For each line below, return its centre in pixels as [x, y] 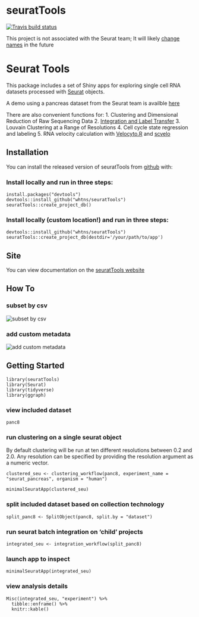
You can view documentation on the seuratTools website [75, 270]
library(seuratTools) [33, 379]
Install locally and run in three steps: [60, 182]
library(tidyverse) [30, 390]
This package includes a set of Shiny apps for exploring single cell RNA [94, 85]
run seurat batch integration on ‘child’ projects [75, 532]
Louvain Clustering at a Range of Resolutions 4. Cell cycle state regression [97, 127]
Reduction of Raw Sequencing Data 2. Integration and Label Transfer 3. [93, 121]
